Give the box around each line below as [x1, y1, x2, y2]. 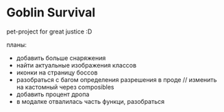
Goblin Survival [6, 5, 96, 20]
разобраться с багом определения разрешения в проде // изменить [16, 75, 217, 83]
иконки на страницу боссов [16, 68, 98, 76]
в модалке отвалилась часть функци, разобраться [16, 97, 165, 105]
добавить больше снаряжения [16, 53, 106, 62]
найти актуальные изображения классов [16, 61, 137, 69]
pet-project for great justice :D [6, 27, 92, 36]
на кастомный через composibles [16, 83, 114, 91]
